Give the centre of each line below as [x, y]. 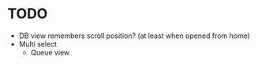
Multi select [37, 43]
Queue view [50, 52]
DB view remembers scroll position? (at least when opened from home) [134, 36]
